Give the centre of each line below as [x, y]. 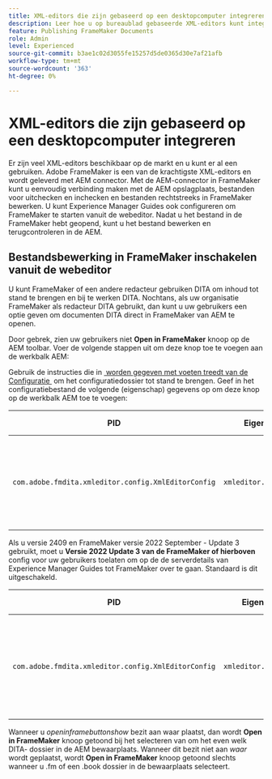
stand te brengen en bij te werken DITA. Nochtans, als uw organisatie [123, 298]
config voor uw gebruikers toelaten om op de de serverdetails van [119, 560]
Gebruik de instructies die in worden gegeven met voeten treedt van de [128, 372]
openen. [22, 324]
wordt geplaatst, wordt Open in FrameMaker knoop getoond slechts [122, 758]
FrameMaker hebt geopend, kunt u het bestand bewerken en [110, 223]
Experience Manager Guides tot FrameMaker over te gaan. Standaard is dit [133, 568]
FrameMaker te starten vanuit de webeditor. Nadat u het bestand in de [125, 215]
